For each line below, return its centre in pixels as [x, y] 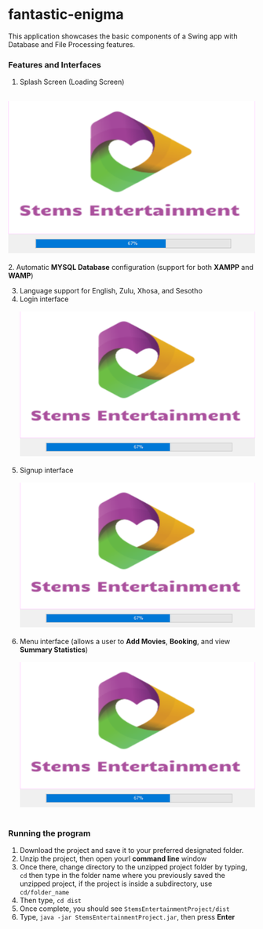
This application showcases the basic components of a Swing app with [123, 36]
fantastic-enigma [66, 15]
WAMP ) [21, 275]
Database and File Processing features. [72, 44]
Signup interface [46, 470]
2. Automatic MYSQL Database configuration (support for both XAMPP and [131, 268]
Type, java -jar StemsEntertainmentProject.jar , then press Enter [127, 916]
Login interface [44, 299]
